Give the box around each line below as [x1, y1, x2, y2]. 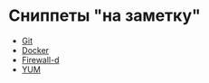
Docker [21, 44, 50, 55]
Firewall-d [21, 54, 60, 65]
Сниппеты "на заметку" [8, 5, 201, 26]
